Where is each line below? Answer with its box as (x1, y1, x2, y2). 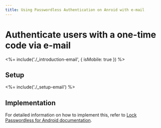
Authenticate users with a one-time (5, 29, 156, 40)
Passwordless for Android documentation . (5, 117, 92, 123)
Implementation (5, 98, 56, 107)
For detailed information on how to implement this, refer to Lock (5, 112, 137, 118)
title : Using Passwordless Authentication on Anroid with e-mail (5, 7, 144, 13)
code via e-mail (5, 40, 71, 51)
